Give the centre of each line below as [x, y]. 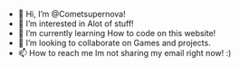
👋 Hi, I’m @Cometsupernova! [72, 14]
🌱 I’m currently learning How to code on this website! [117, 33]
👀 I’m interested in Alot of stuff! [76, 24]
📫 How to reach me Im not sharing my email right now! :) [125, 53]
